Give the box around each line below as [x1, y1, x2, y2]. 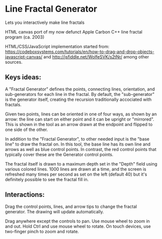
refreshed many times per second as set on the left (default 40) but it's [5, 171, 147, 177]
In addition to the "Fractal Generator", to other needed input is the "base [5, 136, 150, 142]
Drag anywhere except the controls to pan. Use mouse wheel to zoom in [5, 218, 150, 224]
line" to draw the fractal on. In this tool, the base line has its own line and [5, 141, 151, 147]
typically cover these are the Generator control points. [5, 151, 113, 157]
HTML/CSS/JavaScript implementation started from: [5, 43, 109, 49]
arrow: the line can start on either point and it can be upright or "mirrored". [5, 116, 155, 122]
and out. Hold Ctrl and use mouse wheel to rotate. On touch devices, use [5, 223, 151, 229]
